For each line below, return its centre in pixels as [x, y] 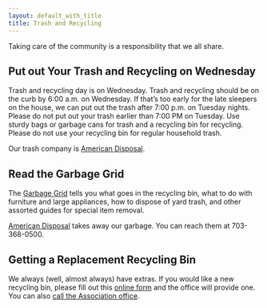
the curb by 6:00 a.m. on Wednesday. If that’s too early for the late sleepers [133, 99]
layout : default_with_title [55, 16]
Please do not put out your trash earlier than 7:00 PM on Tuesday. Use [124, 116]
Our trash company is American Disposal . [77, 148]
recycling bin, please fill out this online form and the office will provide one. [132, 287]
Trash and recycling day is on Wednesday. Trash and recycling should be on [134, 91]
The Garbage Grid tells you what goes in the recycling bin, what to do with [131, 193]
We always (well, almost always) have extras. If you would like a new [121, 278]
